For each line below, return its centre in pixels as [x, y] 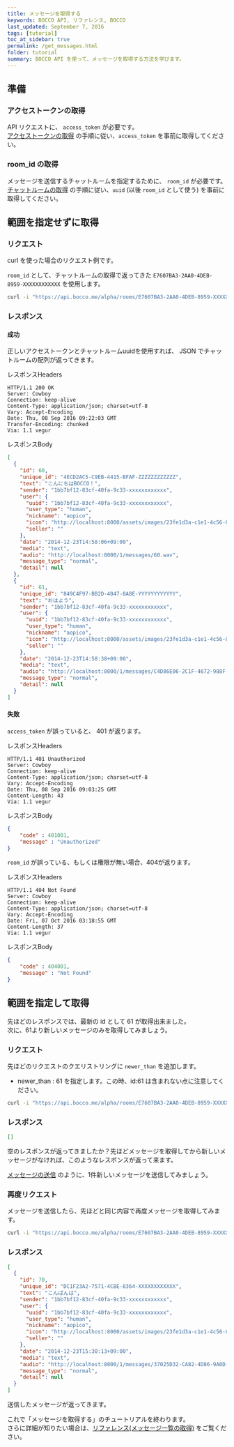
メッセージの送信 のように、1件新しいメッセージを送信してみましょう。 [110, 1175]
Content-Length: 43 [36, 796]
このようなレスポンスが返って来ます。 [123, 1160]
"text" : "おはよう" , [47, 600]
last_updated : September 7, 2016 [56, 26]
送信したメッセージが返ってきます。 [58, 1404]
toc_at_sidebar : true [39, 40]
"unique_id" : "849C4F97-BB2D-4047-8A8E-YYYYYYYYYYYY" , [101, 593]
